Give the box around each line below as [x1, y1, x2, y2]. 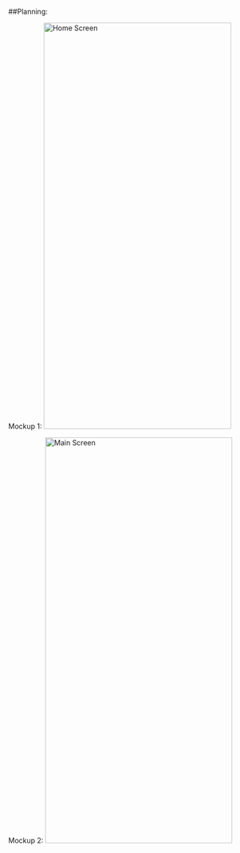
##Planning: [8, 7, 48, 16]
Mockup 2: [8, 835, 44, 845]
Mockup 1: [8, 421, 42, 431]
